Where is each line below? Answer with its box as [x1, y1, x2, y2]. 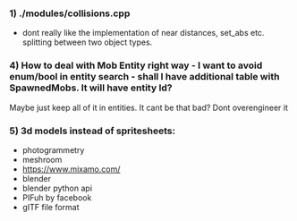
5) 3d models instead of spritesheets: [9, 124, 176, 137]
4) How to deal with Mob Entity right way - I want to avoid [9, 59, 263, 72]
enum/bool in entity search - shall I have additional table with [9, 71, 280, 83]
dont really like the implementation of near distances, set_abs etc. [21, 28, 265, 38]
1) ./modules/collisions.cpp [9, 7, 131, 20]
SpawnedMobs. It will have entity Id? [9, 81, 173, 94]
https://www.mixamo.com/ [21, 164, 121, 174]
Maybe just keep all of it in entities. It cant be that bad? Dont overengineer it [9, 102, 288, 113]
